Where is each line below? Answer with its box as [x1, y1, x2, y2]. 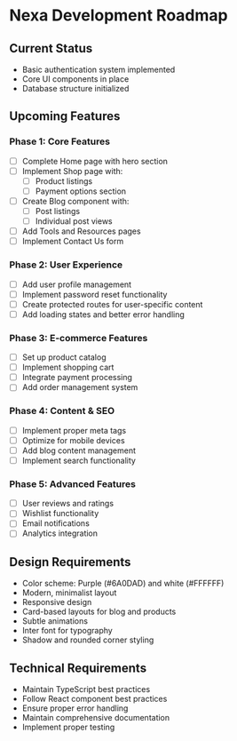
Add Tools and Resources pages [21, 226, 141, 236]
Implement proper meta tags [21, 425, 127, 435]
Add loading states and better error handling [21, 308, 185, 320]
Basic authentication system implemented [21, 64, 176, 75]
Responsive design [21, 597, 92, 608]
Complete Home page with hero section [21, 155, 169, 166]
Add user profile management [21, 279, 131, 290]
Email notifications [21, 518, 91, 529]
